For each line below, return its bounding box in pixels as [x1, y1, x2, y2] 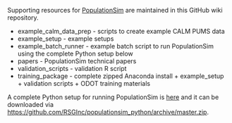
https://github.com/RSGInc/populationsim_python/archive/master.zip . [7, 108, 209, 116]
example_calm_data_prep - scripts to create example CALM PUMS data [17, 27, 226, 35]
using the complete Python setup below [17, 49, 134, 58]
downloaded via [7, 101, 54, 108]
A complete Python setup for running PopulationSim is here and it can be [7, 93, 219, 101]
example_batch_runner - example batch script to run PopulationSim [17, 42, 214, 50]
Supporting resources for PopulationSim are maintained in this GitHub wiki [7, 6, 224, 14]
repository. [7, 13, 39, 22]
